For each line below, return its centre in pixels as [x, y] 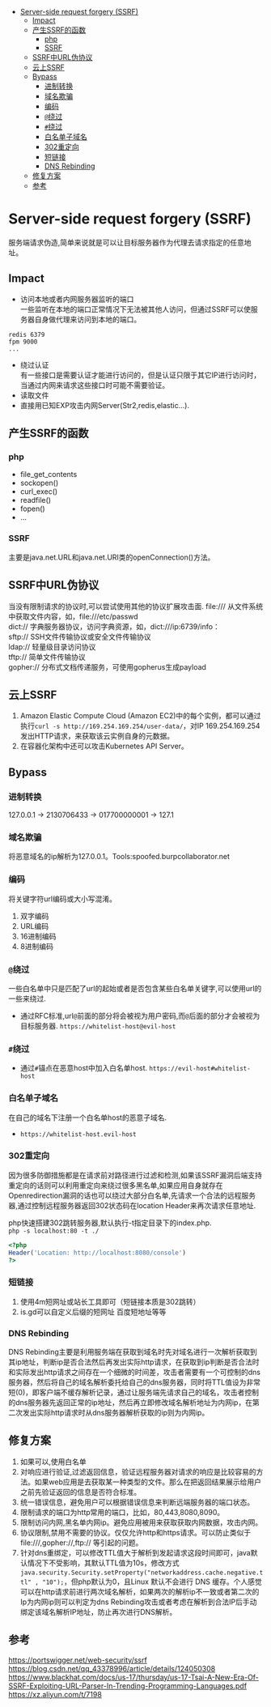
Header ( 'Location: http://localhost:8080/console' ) [97, 1253]
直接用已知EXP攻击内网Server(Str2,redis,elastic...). [105, 405]
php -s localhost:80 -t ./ [54, 1231]
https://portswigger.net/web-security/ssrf [78, 1660]
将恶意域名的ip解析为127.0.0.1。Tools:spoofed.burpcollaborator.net [119, 857]
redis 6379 [27, 334]
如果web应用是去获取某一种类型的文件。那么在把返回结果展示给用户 [148, 1482]
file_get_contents [49, 475]
